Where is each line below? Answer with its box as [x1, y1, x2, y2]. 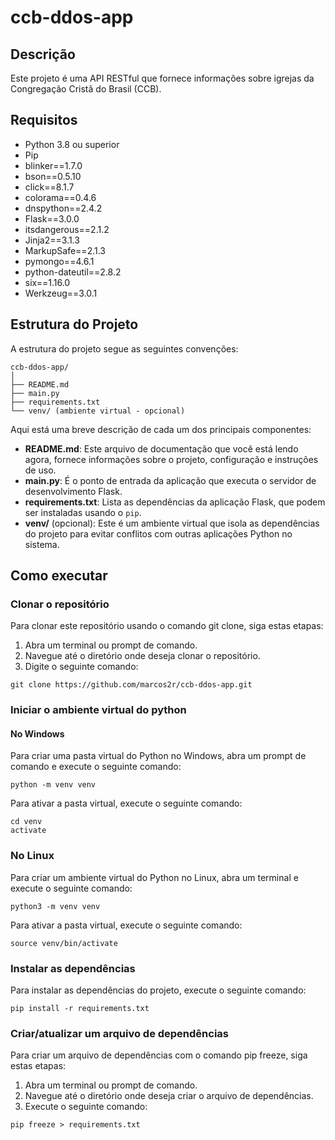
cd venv [10, 817, 43, 827]
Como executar [10, 567, 108, 585]
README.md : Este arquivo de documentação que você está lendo [24, 442, 299, 455]
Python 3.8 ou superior [24, 138, 120, 150]
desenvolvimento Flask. [24, 485, 123, 497]
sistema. [24, 538, 60, 550]
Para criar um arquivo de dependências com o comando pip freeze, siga [10, 1049, 308, 1061]
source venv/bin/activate [10, 938, 118, 948]
